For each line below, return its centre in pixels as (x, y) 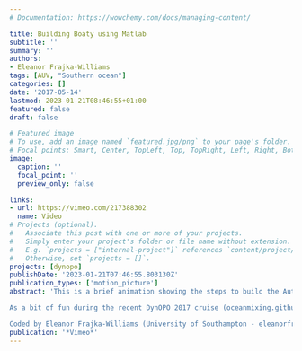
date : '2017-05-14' (46, 92)
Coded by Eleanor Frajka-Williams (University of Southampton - (132, 324)
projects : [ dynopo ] (46, 267)
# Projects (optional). (54, 225)
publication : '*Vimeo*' (54, 332)
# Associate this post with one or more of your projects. (126, 233)
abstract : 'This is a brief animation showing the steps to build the (144, 292)
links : (22, 200)
